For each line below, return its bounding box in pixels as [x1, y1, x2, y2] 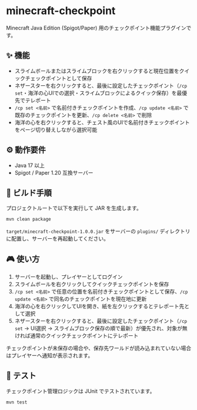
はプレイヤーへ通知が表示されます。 [6, 352, 94, 359]
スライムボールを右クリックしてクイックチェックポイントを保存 [14, 281, 169, 288]
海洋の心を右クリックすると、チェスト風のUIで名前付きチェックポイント [14, 119, 190, 126]
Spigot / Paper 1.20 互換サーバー [14, 169, 94, 176]
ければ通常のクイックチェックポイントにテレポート [14, 332, 139, 339]
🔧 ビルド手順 [6, 188, 52, 198]
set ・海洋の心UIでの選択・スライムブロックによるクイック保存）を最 [14, 89, 182, 96]
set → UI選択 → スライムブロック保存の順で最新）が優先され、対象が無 [14, 325, 188, 332]
